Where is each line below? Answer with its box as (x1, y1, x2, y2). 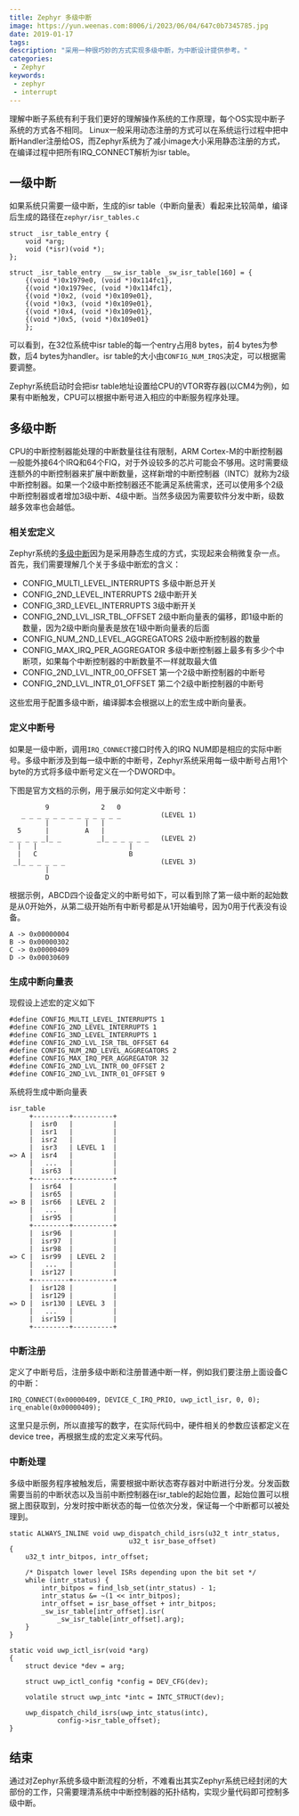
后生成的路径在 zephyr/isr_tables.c (9, 211, 141, 223)
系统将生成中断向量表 (9, 1086, 87, 1097)
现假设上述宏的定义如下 (9, 997, 95, 1008)
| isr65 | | (28, 1190, 117, 1199)
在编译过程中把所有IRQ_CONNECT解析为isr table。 (9, 146, 196, 157)
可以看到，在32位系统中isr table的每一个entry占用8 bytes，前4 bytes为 (9, 339, 271, 350)
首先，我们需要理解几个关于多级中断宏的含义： (9, 559, 181, 570)
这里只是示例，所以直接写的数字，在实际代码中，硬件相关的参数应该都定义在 (9, 1420, 290, 1431)
